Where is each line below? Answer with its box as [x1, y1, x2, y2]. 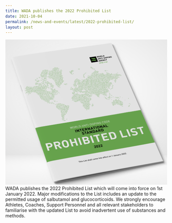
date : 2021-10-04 [5, 13, 43, 19]
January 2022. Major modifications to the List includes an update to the [5, 191, 157, 197]
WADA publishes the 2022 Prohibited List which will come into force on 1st [5, 185, 163, 192]
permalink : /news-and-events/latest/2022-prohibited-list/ [5, 19, 135, 24]
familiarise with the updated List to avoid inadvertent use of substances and [5, 207, 166, 213]
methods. [5, 213, 26, 219]
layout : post [5, 25, 33, 30]
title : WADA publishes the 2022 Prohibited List [5, 8, 111, 13]
